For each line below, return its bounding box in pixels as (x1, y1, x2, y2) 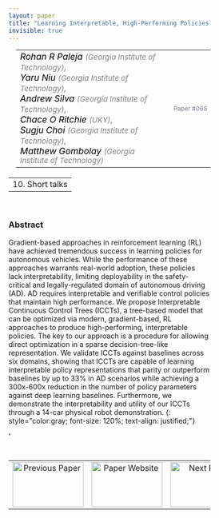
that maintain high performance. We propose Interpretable (8, 297, 201, 306)
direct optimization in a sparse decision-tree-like (8, 339, 169, 349)
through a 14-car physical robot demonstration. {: (8, 407, 171, 416)
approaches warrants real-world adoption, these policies (8, 263, 196, 273)
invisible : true (8, 26, 63, 34)
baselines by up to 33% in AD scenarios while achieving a (8, 373, 199, 383)
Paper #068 (173, 104, 208, 113)
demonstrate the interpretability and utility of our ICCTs (8, 399, 191, 408)
